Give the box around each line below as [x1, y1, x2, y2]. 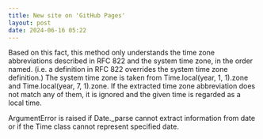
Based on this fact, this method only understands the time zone [8, 48, 215, 58]
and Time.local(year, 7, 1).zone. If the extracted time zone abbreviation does [8, 81, 256, 91]
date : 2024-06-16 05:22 [8, 26, 87, 34]
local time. [8, 98, 42, 107]
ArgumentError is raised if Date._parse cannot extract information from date [8, 114, 256, 123]
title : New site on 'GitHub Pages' [8, 11, 126, 20]
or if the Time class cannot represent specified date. [8, 122, 180, 131]
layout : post [8, 19, 51, 27]
